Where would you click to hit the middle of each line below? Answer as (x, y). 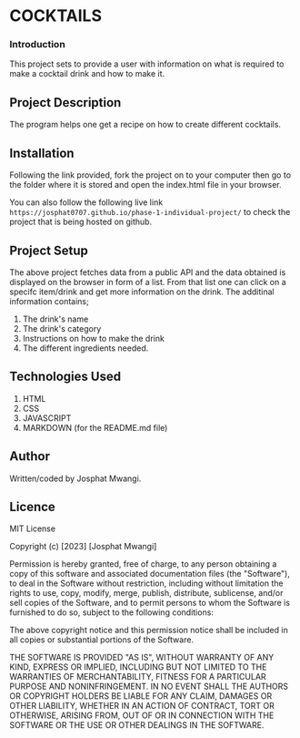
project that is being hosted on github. (81, 222)
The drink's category (62, 328)
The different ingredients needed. (85, 348)
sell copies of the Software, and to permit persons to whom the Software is (150, 603)
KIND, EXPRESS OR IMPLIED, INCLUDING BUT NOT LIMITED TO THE (138, 667)
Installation (42, 153)
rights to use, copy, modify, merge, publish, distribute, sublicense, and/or (146, 593)
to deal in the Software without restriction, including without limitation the (146, 583)
